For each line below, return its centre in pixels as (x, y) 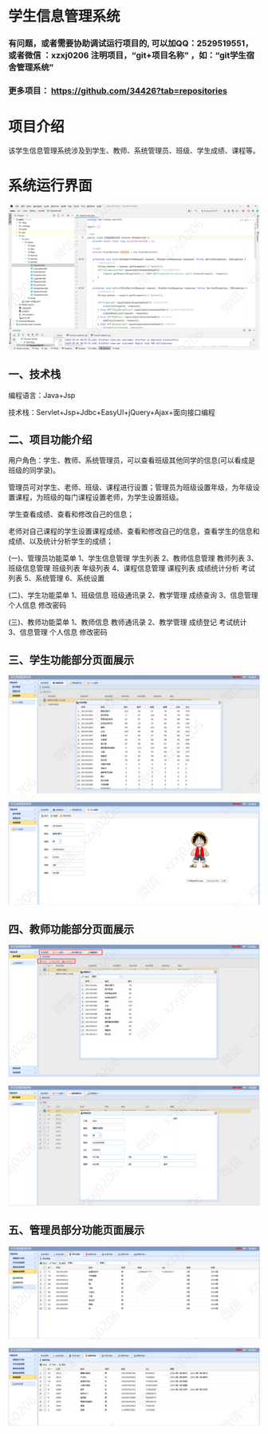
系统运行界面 (51, 186)
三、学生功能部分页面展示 (71, 660)
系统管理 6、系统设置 (70, 578)
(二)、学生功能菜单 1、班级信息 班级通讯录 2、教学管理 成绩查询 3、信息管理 (133, 596)
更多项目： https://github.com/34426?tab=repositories (118, 91)
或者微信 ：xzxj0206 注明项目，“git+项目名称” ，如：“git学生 (127, 55)
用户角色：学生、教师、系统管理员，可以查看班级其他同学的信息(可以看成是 (132, 460)
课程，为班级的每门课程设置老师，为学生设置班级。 (99, 497)
